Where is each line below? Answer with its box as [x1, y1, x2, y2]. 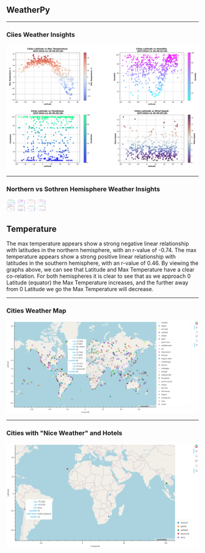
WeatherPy [6, 5, 51, 15]
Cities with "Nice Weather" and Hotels [6, 429, 123, 437]
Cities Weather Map [6, 306, 67, 314]
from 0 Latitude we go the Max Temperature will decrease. [6, 285, 154, 292]
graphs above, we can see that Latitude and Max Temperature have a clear [6, 265, 195, 273]
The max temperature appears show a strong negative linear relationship [6, 240, 189, 247]
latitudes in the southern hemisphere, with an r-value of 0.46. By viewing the [6, 259, 199, 267]
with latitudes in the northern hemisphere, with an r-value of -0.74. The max [6, 246, 197, 253]
